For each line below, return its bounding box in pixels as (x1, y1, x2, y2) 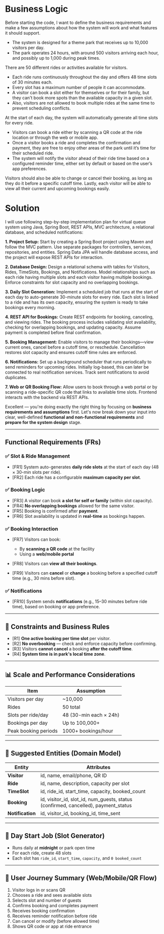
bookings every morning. (5, 304, 56, 310)
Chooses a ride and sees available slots (12, 892, 92, 898)
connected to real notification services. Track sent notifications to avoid (5, 369, 150, 375)
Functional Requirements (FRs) (5, 438, 101, 446)
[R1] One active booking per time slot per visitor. (12, 636, 111, 642)
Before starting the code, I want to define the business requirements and (5, 20, 151, 25)
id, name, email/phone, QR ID (40, 772, 107, 778)
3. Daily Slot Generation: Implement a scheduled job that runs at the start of (5, 289, 159, 294)
